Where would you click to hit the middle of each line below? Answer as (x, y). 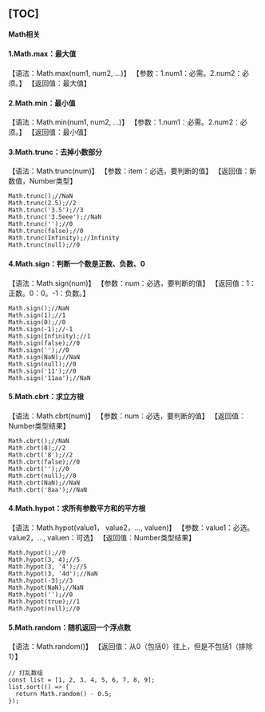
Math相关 (24, 34)
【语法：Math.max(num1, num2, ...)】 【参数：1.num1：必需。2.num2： (125, 73)
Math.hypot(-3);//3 (41, 581)
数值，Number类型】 (43, 181)
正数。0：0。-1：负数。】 (49, 293)
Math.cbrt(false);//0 (44, 462)
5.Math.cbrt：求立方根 (46, 397)
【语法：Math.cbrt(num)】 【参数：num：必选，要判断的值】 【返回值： (127, 416)
